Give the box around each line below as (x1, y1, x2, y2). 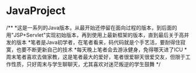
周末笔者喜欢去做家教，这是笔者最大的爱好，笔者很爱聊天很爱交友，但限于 (6, 53, 185, 60)
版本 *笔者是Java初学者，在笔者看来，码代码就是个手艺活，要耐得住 (16, 39, 181, 46)
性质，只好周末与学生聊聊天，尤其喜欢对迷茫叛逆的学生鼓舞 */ (11, 60, 161, 68)
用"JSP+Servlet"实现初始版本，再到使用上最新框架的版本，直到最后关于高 (6, 31, 184, 39)
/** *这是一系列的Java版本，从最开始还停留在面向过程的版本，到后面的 (6, 24, 177, 31)
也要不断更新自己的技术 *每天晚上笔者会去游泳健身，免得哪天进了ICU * (16, 46, 187, 53)
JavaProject (6, 4, 66, 18)
